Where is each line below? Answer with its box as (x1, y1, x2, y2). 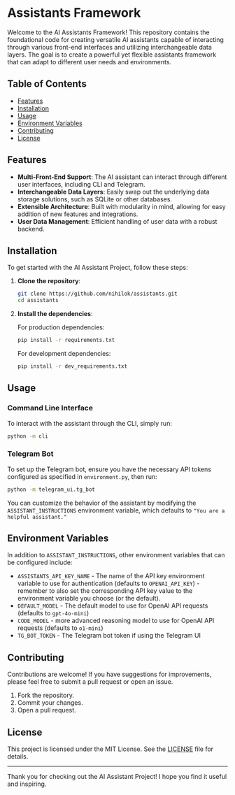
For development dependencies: (17, 350, 111, 357)
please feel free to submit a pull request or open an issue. (7, 678, 173, 686)
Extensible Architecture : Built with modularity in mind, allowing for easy (17, 202, 226, 210)
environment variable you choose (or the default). (17, 594, 161, 603)
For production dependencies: (17, 323, 105, 331)
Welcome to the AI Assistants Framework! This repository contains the (7, 28, 210, 36)
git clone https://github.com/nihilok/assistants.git (17, 290, 178, 298)
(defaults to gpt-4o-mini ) (17, 609, 90, 617)
